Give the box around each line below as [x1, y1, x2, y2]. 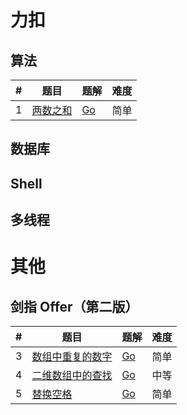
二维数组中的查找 [31, 369, 113, 383]
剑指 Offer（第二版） [10, 298, 139, 315]
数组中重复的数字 [31, 350, 113, 364]
